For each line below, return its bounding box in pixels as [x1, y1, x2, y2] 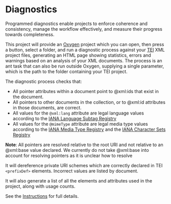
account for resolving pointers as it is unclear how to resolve [5, 152, 133, 158]
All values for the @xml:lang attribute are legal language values [12, 110, 144, 116]
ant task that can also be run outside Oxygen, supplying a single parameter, [5, 63, 164, 69]
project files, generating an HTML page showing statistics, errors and [5, 52, 152, 58]
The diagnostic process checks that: [5, 78, 82, 84]
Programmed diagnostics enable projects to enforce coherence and [5, 20, 148, 27]
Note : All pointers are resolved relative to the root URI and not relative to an [5, 142, 163, 148]
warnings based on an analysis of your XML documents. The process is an [5, 57, 162, 63]
